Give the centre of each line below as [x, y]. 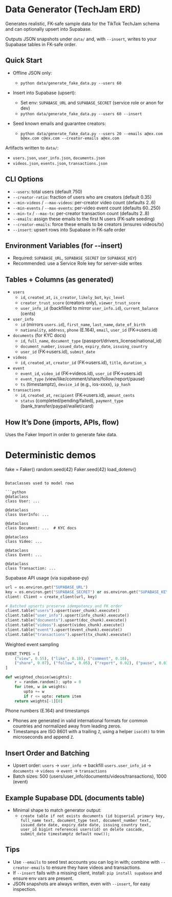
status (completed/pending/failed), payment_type [72, 401]
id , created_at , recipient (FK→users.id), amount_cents [77, 395]
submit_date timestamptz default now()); [65, 834]
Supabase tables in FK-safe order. [41, 44]
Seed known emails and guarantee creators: [59, 123]
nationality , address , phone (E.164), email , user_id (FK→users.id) [89, 330]
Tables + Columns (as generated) [60, 279]
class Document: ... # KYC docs [41, 528]
